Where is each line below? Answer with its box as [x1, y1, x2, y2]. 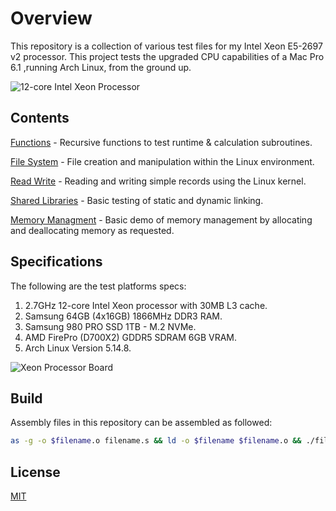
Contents [10, 110, 70, 127]
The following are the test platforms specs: [10, 280, 187, 292]
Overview [10, 7, 93, 30]
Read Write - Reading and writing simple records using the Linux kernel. [10, 175, 307, 187]
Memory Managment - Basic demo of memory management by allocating [10, 213, 313, 226]
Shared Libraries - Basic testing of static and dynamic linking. [10, 194, 264, 206]
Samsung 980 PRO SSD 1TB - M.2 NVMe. [24, 320, 197, 332]
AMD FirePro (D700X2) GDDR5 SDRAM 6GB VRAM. [24, 331, 238, 343]
